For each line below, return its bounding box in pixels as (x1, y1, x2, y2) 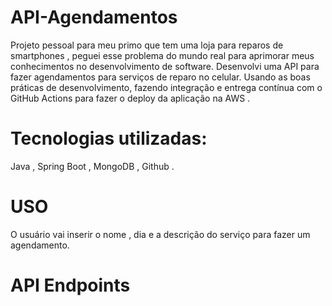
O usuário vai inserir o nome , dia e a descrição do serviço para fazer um (10, 228, 311, 240)
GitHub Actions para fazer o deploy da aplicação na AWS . (10, 92, 251, 104)
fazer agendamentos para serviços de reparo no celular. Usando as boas (10, 71, 311, 83)
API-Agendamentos (10, 6, 178, 29)
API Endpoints (10, 274, 131, 296)
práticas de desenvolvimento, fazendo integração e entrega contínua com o (10, 81, 323, 93)
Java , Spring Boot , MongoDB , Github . (10, 160, 175, 172)
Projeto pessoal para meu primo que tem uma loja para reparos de (10, 39, 284, 51)
